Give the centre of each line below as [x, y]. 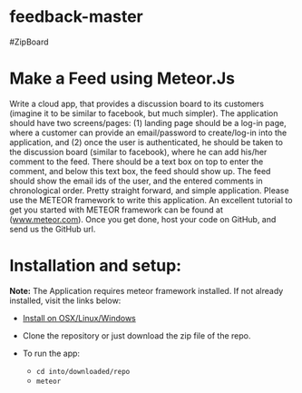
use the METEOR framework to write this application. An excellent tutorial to [151, 200]
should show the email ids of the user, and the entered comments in [136, 181]
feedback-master [76, 17]
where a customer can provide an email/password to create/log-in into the [148, 133]
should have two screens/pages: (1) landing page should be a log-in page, [148, 123]
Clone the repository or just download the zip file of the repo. [136, 335]
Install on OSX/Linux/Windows [79, 318]
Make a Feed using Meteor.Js [122, 79]
